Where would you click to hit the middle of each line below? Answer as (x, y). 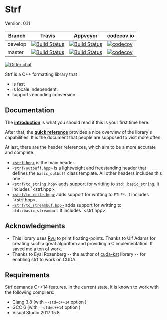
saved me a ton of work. (37, 249)
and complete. (20, 152)
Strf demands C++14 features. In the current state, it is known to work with (82, 287)
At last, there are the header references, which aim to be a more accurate (81, 147)
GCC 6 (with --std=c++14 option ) (46, 307)
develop (17, 44)
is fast (19, 84)
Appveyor (86, 35)
